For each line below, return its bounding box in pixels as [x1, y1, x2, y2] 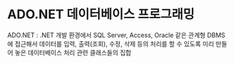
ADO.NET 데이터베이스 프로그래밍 [7, 6, 195, 22]
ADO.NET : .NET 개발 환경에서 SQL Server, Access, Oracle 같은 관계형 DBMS [7, 31, 226, 39]
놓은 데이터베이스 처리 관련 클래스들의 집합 [14, 48, 132, 57]
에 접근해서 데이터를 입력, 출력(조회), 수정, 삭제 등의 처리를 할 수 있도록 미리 [7, 39, 214, 48]
